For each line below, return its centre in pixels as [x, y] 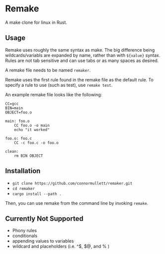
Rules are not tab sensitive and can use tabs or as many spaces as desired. [82, 61]
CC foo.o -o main [32, 125]
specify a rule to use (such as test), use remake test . [59, 85]
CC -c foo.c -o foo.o [36, 143]
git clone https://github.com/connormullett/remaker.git [72, 183]
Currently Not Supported [44, 219]
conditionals [25, 236]
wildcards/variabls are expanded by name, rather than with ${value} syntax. [83, 55]
